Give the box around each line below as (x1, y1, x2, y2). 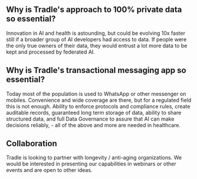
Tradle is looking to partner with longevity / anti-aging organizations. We (6, 154, 182, 161)
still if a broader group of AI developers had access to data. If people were (6, 35, 187, 43)
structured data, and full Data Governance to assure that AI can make (6, 115, 175, 122)
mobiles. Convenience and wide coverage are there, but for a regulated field (6, 97, 192, 104)
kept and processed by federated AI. (6, 48, 96, 55)
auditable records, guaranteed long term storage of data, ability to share (6, 109, 182, 116)
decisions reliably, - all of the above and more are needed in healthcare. (6, 121, 181, 128)
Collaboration (6, 138, 57, 149)
